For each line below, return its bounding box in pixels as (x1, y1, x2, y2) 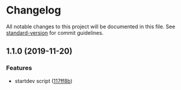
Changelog (6, 4, 61, 17)
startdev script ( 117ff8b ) (14, 77, 73, 84)
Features (6, 64, 32, 72)
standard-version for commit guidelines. (6, 29, 104, 36)
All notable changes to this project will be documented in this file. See (6, 23, 176, 30)
